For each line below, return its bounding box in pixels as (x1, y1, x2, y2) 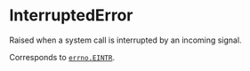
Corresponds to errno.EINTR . (9, 51, 116, 62)
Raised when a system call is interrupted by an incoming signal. (9, 35, 242, 45)
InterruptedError (9, 5, 133, 26)
